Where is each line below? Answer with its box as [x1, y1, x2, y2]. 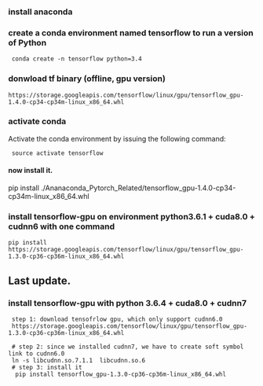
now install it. [8, 166, 53, 175]
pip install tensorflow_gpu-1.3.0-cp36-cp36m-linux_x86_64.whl [15, 370, 226, 378]
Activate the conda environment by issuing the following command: [8, 134, 226, 143]
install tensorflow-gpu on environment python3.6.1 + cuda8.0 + [8, 211, 255, 222]
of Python [8, 37, 47, 48]
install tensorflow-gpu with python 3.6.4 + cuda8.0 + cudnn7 [8, 297, 247, 308]
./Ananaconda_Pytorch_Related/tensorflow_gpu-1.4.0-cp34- [40, 183, 236, 193]
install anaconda [8, 6, 73, 17]
